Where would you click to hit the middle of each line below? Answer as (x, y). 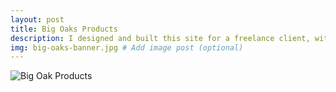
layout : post (37, 19)
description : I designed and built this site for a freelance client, (160, 38)
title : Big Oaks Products (64, 29)
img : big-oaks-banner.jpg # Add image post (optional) (127, 47)
